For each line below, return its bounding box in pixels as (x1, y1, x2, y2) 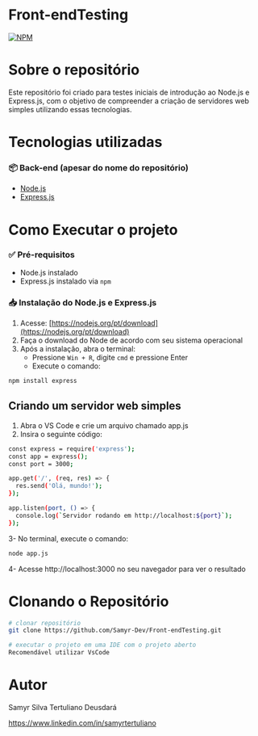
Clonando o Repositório (8, 592, 169, 611)
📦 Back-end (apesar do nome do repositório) (8, 162, 189, 173)
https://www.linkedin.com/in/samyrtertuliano (8, 717, 157, 728)
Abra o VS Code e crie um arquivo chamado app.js (19, 420, 189, 430)
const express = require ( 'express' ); (8, 444, 135, 453)
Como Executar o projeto (8, 221, 178, 239)
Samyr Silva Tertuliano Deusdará (8, 702, 117, 712)
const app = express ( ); (8, 452, 89, 461)
